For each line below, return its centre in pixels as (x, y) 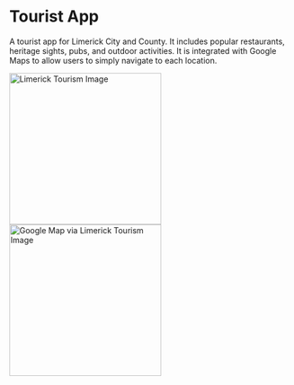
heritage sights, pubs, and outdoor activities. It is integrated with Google (143, 50)
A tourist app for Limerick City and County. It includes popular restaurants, (147, 41)
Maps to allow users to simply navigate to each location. (113, 60)
